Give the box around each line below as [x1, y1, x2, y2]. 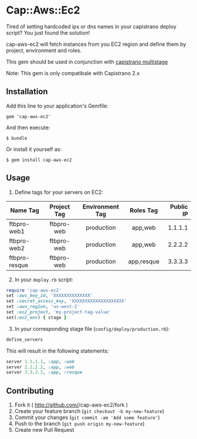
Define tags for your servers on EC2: [14, 189, 104, 196]
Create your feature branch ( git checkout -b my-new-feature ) [14, 408, 165, 415]
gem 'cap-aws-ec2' [6, 113, 51, 119]
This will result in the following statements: [6, 347, 109, 354]
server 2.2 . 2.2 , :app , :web [6, 364, 75, 370]
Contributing [6, 386, 54, 396]
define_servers [6, 336, 43, 343]
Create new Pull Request [14, 427, 74, 434]
